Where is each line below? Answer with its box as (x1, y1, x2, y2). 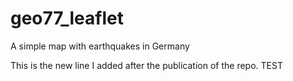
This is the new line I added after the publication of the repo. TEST (10, 59, 283, 71)
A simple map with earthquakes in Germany (10, 40, 190, 52)
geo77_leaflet (10, 7, 124, 30)
